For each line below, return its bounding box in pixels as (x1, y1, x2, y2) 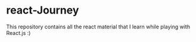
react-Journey (6, 4, 79, 17)
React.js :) (6, 29, 31, 36)
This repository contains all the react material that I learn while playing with (6, 23, 191, 30)
